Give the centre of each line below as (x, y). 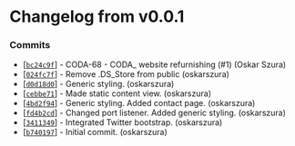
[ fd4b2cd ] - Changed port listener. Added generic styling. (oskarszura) (154, 113)
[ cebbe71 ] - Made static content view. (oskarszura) (117, 93)
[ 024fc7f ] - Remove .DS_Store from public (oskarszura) (126, 74)
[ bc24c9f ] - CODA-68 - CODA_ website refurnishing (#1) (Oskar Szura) (154, 64)
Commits (30, 45)
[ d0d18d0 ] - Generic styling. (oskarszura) (98, 84)
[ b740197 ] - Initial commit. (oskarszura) (95, 132)
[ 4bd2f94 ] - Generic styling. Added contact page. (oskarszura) (139, 103)
